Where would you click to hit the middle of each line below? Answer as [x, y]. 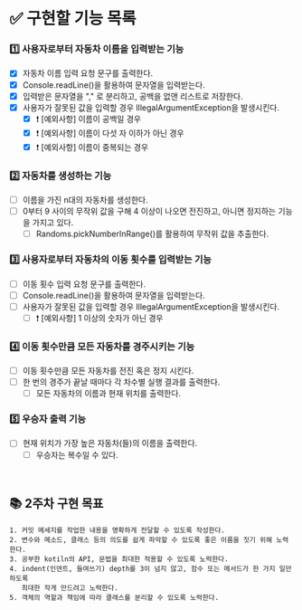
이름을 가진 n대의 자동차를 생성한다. [85, 200]
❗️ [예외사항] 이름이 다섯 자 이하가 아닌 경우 [110, 133]
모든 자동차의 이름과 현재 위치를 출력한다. [109, 394]
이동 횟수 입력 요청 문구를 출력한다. [84, 284]
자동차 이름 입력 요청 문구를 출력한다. [88, 73]
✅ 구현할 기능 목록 [73, 19]
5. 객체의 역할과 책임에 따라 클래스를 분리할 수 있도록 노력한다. [114, 598]
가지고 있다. [53, 223]
